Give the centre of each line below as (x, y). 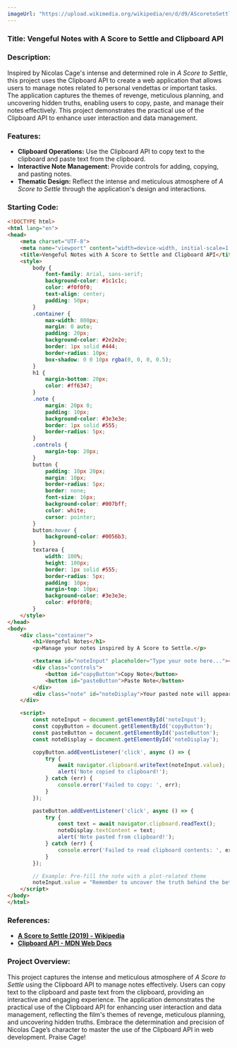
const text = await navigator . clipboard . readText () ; (137, 824)
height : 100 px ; (67, 563)
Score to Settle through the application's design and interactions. (112, 189)
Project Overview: (39, 962)
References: (29, 920)
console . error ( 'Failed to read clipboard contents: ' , (140, 850)
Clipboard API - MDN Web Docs (65, 944)
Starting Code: (33, 207)
